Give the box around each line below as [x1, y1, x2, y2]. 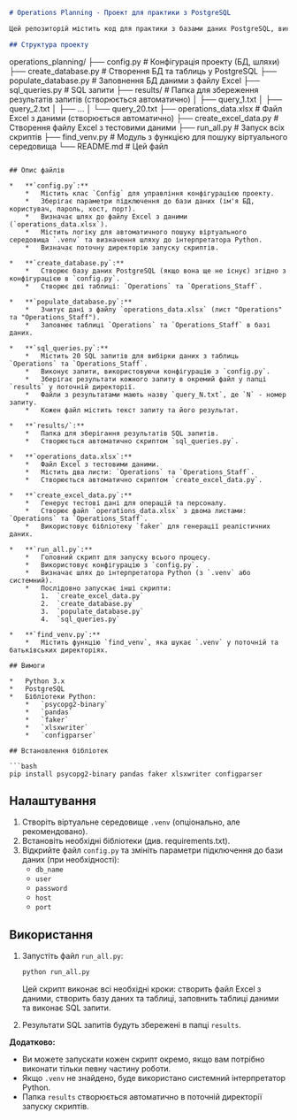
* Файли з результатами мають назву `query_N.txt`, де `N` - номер [25, 390, 287, 399]
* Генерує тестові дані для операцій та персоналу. [25, 498, 227, 508]
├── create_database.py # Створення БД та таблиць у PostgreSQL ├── [9, 65, 277, 76]
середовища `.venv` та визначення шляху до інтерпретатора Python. [9, 235, 263, 244]
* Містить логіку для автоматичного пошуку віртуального [25, 227, 247, 236]
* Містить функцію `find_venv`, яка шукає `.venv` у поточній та [25, 638, 278, 647]
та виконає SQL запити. [21, 1002, 111, 1013]
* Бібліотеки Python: [9, 692, 97, 701]
